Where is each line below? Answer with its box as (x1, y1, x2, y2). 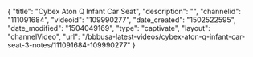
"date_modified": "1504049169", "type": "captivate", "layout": (7, 24, 210, 32)
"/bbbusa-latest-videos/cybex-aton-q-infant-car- (82, 32, 246, 41)
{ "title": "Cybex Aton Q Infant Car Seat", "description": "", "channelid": (7, 7, 242, 16)
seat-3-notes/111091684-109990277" (7, 40, 131, 50)
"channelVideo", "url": (7, 32, 81, 41)
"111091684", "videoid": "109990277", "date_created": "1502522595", (7, 15, 236, 25)
